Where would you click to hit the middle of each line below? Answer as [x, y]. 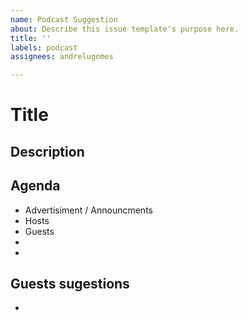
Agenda [35, 186]
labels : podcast [44, 47]
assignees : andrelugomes [62, 57]
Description [47, 151]
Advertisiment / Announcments [88, 210]
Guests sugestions [70, 283]
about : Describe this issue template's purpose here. [125, 29]
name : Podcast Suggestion [64, 19]
